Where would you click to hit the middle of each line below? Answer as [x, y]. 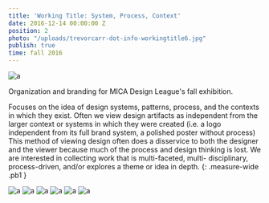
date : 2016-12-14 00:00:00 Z [57, 23]
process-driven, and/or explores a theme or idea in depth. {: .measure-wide [134, 166]
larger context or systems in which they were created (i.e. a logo [115, 124]
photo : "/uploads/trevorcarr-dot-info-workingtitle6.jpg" [107, 38]
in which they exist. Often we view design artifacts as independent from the [133, 116]
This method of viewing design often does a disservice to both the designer [134, 141]
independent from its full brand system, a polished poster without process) [132, 132]
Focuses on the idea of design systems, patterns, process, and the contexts [134, 107]
